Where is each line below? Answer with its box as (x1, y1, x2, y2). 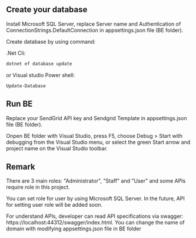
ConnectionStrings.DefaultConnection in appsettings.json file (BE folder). (6, 27, 184, 34)
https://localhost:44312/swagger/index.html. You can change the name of (6, 219, 185, 226)
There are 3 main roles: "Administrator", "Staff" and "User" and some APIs (6, 177, 186, 184)
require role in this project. (6, 184, 70, 191)
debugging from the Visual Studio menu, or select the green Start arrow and (6, 138, 191, 146)
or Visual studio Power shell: (6, 71, 75, 78)
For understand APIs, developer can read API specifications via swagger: (6, 213, 184, 220)
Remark (6, 161, 35, 171)
